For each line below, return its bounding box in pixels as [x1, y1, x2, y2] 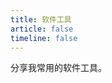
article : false [10, 24, 74, 34]
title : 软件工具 [10, 14, 72, 25]
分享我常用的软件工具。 [10, 62, 107, 74]
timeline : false [10, 33, 78, 43]
